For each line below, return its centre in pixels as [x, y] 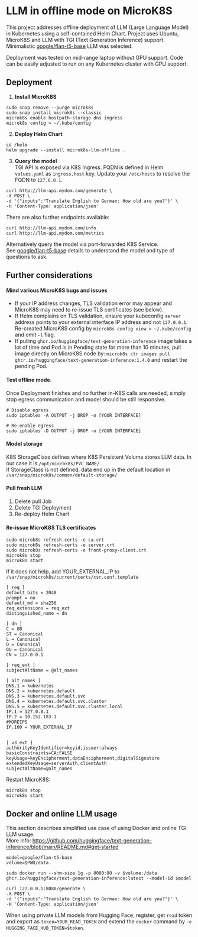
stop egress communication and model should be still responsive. [86, 399]
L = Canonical [24, 640]
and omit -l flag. [35, 335]
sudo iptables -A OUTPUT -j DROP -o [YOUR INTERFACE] [74, 415]
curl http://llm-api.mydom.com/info [51, 228]
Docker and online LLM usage [62, 814]
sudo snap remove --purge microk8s [50, 108]
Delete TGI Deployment [43, 507]
